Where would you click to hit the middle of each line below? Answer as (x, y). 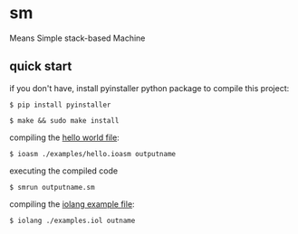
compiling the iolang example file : (72, 204)
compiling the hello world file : (64, 137)
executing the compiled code (64, 171)
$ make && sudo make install (64, 120)
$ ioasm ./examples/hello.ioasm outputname (93, 154)
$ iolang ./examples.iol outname (72, 220)
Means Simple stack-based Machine (77, 38)
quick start (41, 66)
